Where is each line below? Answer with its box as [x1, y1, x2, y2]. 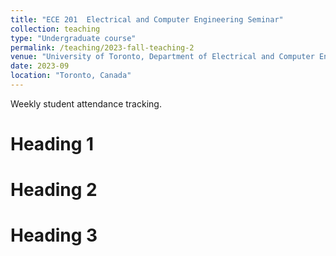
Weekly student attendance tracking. [10, 97, 162, 110]
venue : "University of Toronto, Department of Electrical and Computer [10, 52, 315, 62]
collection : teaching [10, 24, 101, 34]
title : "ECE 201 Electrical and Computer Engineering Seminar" [10, 14, 284, 25]
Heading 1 [10, 133, 95, 156]
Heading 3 [10, 224, 98, 247]
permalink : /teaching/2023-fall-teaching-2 [10, 42, 195, 53]
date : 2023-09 [10, 61, 70, 71]
